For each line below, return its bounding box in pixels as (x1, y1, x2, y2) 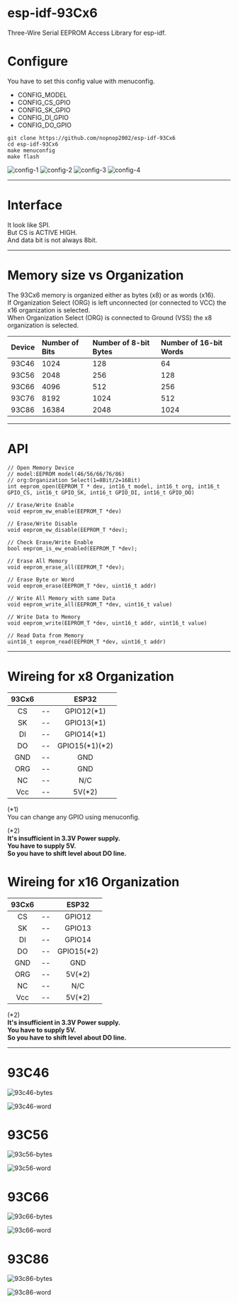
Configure (7, 53, 69, 70)
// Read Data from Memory (7, 632, 84, 639)
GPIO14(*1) (64, 729, 106, 739)
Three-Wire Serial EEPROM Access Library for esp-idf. (7, 28, 166, 37)
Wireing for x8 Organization (7, 668, 175, 685)
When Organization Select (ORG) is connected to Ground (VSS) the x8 (7, 313, 212, 322)
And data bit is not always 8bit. (7, 236, 98, 244)
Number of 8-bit (92, 337, 150, 347)
